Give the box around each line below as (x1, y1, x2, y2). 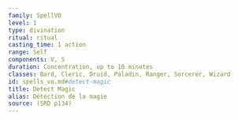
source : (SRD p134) (8, 99, 73, 107)
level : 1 (8, 19, 37, 27)
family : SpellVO (8, 11, 61, 20)
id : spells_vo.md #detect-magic (8, 77, 111, 85)
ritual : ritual (8, 33, 58, 42)
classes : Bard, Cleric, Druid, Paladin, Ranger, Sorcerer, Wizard (8, 70, 231, 78)
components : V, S (8, 56, 65, 64)
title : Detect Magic (8, 84, 76, 93)
